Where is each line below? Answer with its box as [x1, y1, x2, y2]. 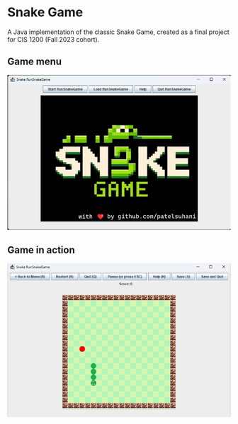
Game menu [7, 56, 62, 68]
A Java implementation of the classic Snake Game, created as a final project [7, 28, 229, 36]
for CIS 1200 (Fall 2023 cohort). [7, 35, 100, 43]
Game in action [7, 243, 76, 256]
